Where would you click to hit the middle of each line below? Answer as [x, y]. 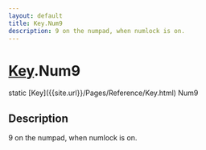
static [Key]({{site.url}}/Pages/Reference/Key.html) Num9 [103, 93]
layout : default [35, 16]
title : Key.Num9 [35, 23]
